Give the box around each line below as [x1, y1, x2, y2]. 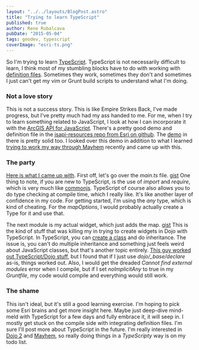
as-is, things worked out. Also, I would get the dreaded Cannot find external [6, 260, 192, 267]
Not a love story [6, 92, 53, 100]
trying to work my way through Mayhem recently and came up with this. [6, 143, 182, 151]
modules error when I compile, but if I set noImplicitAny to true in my [6, 265, 174, 273]
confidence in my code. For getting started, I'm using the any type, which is [6, 197, 191, 204]
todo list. [6, 338, 28, 345]
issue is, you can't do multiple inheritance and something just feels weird [6, 240, 184, 248]
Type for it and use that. [6, 210, 65, 217]
